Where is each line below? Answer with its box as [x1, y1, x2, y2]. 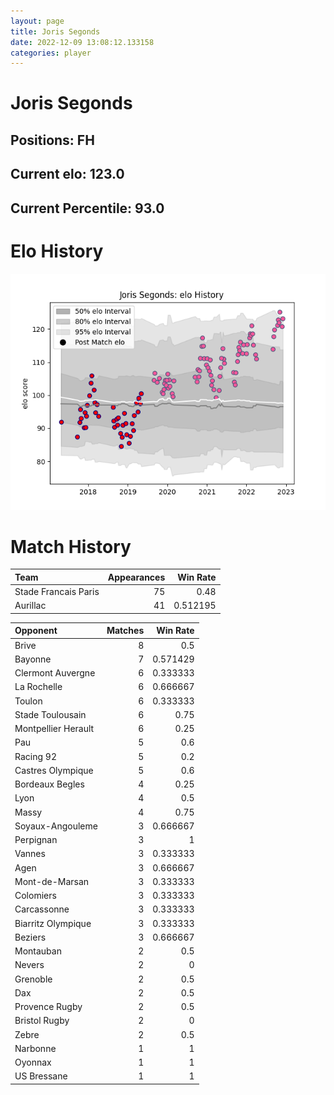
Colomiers [14, 890, 57, 902]
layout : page [10, 16, 65, 26]
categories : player [10, 48, 92, 58]
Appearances [107, 571, 166, 583]
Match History [10, 535, 132, 558]
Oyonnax [14, 1056, 52, 1069]
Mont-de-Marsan [14, 875, 90, 887]
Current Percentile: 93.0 [10, 200, 165, 217]
